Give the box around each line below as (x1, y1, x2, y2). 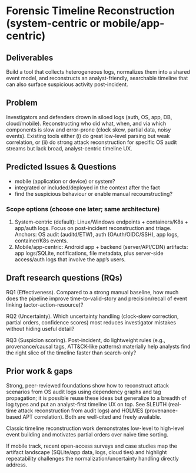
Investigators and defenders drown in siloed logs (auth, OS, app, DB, (6, 113, 172, 120)
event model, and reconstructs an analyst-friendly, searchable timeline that (6, 75, 188, 81)
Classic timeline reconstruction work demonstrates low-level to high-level (6, 425, 185, 432)
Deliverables (6, 52, 54, 63)
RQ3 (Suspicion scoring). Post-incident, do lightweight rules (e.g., (6, 336, 166, 343)
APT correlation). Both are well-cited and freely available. (22, 413, 162, 420)
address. (6, 461, 28, 468)
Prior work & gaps (6, 366, 73, 376)
